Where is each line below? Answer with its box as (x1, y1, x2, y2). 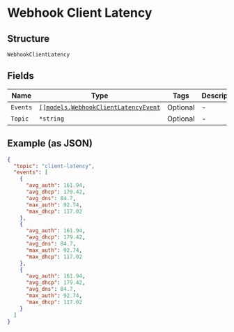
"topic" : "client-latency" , (13, 163, 95, 169)
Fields (7, 70, 35, 82)
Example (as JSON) (7, 137, 93, 149)
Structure (7, 33, 50, 45)
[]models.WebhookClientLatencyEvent (39, 103, 161, 111)
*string (39, 114, 65, 123)
